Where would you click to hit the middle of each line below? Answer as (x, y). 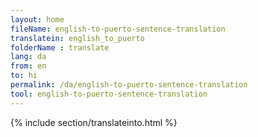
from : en (28, 66)
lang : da (28, 57)
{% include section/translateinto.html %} (94, 122)
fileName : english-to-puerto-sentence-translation (118, 29)
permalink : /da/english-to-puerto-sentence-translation (129, 85)
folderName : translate (60, 47)
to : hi (24, 76)
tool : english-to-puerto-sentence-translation (109, 94)
